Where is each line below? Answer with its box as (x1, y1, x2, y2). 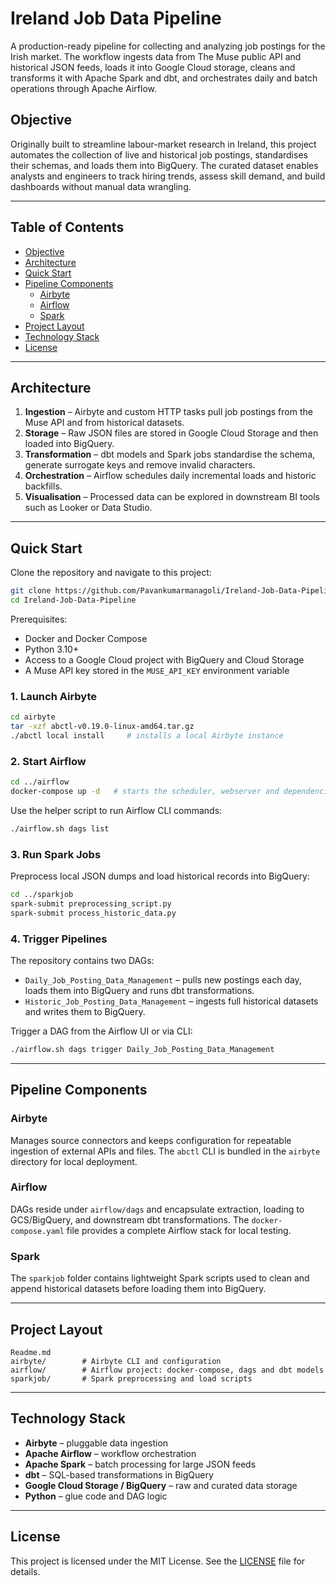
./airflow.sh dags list (10, 823, 110, 834)
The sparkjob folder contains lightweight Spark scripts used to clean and (10, 1272, 310, 1284)
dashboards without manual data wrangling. (10, 180, 192, 192)
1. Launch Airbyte (10, 689, 98, 703)
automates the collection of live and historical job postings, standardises (10, 148, 308, 161)
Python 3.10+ (24, 643, 80, 655)
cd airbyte (10, 712, 56, 722)
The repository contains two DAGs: (10, 955, 155, 966)
